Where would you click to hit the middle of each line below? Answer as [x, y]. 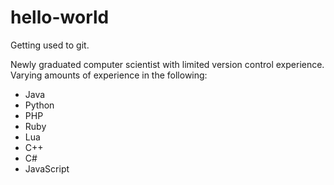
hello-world [60, 17]
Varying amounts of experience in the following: [109, 75]
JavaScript [47, 168]
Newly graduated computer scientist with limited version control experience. [167, 64]
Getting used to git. [50, 45]
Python [39, 105]
